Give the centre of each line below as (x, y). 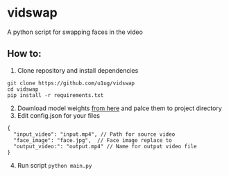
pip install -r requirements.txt (56, 95)
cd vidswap (23, 89)
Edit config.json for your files (59, 115)
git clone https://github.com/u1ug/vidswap (71, 83)
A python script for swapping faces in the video (75, 32)
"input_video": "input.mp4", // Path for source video (94, 134)
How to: (24, 54)
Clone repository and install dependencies (78, 70)
